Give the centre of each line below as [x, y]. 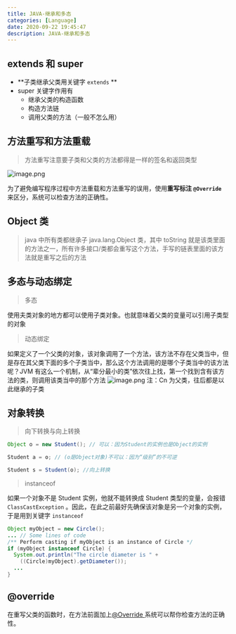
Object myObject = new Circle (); [56, 528]
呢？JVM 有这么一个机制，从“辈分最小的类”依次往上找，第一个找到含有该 [113, 371]
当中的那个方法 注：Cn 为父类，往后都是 [140, 380]
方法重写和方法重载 [49, 141]
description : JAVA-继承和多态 [49, 33]
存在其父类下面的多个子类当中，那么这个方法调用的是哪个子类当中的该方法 [121, 362]
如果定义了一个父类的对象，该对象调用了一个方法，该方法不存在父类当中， [115, 353]
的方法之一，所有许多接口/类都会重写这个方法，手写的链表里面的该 [121, 248]
